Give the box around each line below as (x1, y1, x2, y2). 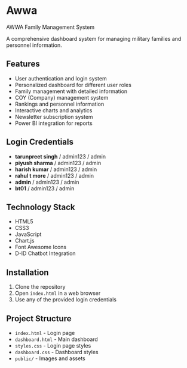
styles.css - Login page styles (14, 342, 91, 349)
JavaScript (14, 231, 42, 238)
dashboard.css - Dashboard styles (14, 349, 99, 355)
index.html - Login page (14, 330, 75, 336)
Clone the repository (14, 283, 66, 291)
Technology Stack (6, 202, 75, 212)
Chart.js (14, 237, 35, 244)
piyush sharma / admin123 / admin (14, 159, 102, 166)
